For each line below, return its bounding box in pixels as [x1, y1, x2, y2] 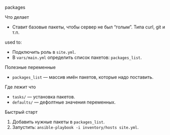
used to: [5, 39, 22, 45]
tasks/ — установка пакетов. [12, 94, 75, 99]
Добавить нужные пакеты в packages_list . [12, 119, 105, 125]
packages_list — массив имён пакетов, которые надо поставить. [12, 74, 154, 80]
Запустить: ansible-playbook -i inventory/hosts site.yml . [12, 124, 139, 130]
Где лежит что [5, 84, 36, 90]
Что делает [5, 14, 29, 20]
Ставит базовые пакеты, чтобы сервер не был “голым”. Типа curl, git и [12, 24, 165, 30]
